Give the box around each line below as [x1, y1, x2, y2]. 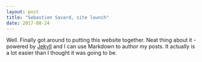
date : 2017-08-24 [6, 20, 50, 26]
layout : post [6, 8, 39, 15]
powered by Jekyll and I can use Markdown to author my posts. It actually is [6, 43, 195, 50]
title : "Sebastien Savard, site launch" [6, 14, 110, 20]
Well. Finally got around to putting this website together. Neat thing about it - [6, 37, 197, 44]
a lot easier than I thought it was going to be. [6, 49, 118, 57]
